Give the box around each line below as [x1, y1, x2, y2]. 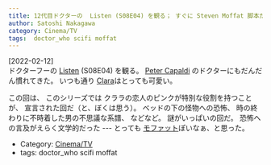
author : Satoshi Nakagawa [8, 19, 95, 27]
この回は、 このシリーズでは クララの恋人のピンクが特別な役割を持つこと [8, 93, 252, 103]
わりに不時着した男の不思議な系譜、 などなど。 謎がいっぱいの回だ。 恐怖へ [8, 113, 261, 123]
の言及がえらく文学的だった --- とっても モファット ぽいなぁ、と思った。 [8, 123, 250, 133]
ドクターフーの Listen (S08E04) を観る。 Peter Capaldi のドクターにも [8, 66, 242, 76]
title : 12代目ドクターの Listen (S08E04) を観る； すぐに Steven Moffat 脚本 [8, 11, 260, 20]
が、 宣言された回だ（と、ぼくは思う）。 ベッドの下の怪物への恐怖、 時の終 [8, 103, 258, 113]
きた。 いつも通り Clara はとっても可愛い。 [35, 76, 177, 85]
